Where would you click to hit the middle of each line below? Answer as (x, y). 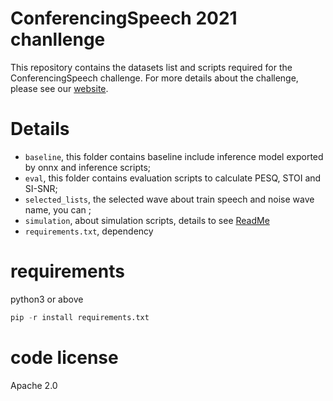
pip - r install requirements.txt (80, 317)
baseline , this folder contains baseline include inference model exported (174, 156)
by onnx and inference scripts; (88, 167)
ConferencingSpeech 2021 (124, 18)
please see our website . (59, 88)
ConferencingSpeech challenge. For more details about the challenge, (154, 78)
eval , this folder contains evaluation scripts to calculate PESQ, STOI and (173, 178)
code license (64, 357)
